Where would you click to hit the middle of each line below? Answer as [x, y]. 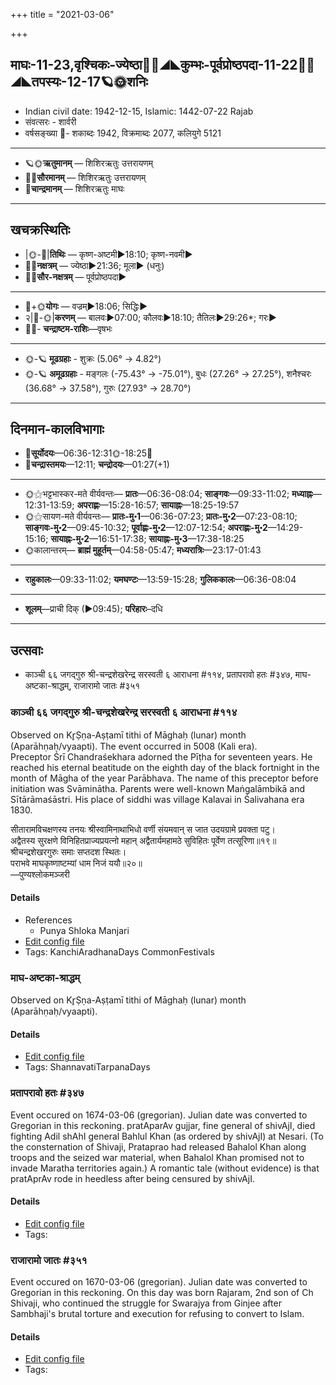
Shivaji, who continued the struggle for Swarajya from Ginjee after [146, 1303]
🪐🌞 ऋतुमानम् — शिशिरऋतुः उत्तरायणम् [89, 163]
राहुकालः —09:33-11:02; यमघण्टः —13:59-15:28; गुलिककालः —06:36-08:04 [160, 580]
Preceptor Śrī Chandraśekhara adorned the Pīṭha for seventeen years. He [161, 756]
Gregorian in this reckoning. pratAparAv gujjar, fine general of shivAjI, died [163, 1125]
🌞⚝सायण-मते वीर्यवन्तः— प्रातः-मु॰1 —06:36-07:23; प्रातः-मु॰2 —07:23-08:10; [161, 516]
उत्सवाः [26, 650]
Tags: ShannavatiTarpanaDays [87, 1067]
